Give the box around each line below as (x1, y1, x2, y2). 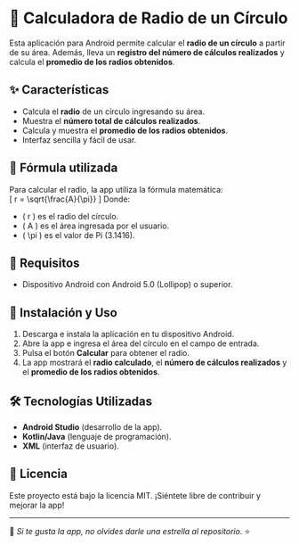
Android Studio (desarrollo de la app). (21, 422, 163, 432)
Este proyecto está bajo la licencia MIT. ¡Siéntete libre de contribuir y (9, 490, 261, 500)
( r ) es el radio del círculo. (21, 211, 119, 221)
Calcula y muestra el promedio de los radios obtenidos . (21, 125, 229, 136)
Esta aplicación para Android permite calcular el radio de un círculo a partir (9, 37, 287, 48)
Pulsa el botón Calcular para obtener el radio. (21, 348, 190, 359)
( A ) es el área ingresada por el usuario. (21, 220, 170, 231)
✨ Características (9, 82, 109, 97)
